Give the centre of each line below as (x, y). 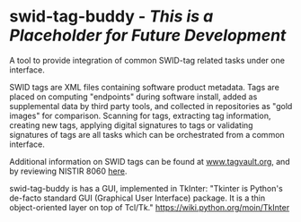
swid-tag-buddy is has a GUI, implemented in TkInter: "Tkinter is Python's (146, 188)
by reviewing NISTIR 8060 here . (68, 171)
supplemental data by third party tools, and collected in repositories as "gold (151, 106)
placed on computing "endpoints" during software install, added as (133, 97)
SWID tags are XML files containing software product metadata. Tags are (145, 87)
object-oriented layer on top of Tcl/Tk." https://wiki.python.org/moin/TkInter (150, 207)
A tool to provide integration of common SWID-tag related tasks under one (147, 60)
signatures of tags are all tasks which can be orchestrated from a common (147, 134)
